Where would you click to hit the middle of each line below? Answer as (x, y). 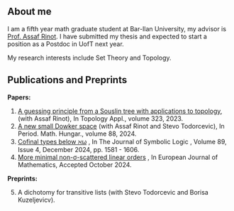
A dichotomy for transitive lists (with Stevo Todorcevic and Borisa (113, 192)
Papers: (19, 97)
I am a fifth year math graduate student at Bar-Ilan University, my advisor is (117, 28)
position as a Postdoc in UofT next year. (66, 44)
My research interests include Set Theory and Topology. (89, 58)
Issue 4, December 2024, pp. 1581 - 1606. (78, 149)
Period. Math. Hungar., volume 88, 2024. (77, 134)
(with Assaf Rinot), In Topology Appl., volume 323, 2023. (100, 118)
